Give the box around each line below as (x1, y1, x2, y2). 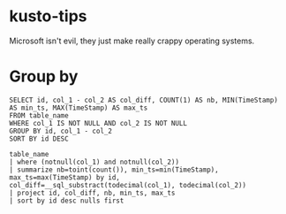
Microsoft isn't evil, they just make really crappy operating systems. (9, 35, 255, 46)
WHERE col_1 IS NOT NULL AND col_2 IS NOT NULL (9, 118, 188, 127)
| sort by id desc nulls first (9, 196, 124, 205)
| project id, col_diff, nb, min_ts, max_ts (9, 188, 176, 197)
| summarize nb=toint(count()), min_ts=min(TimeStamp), (9, 165, 219, 174)
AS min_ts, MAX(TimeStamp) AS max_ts (9, 103, 148, 112)
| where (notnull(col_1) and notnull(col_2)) (9, 157, 179, 166)
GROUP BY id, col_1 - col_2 (9, 126, 113, 135)
